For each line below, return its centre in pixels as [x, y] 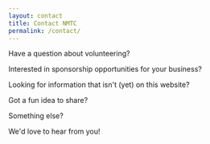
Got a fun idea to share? [48, 101]
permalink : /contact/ [45, 31]
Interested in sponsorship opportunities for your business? [105, 69]
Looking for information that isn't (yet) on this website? [99, 84]
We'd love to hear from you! [54, 132]
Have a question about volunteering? [69, 54]
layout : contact [35, 16]
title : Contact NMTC [43, 23]
